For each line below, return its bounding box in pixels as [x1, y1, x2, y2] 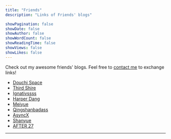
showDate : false [5, 26, 40, 31]
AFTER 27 [12, 123, 34, 129]
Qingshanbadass [12, 106, 48, 112]
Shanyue [12, 117, 32, 123]
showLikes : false [5, 50, 42, 55]
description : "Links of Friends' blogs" [5, 12, 93, 17]
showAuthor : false [5, 31, 44, 36]
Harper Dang [12, 96, 40, 102]
